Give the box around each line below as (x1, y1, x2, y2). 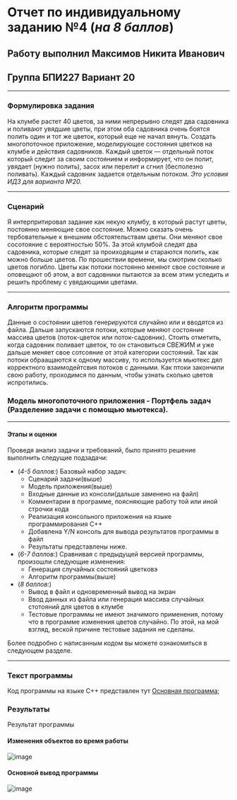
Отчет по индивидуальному (7, 4, 181, 21)
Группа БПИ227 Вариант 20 (7, 72, 135, 84)
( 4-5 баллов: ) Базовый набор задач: (17, 467, 127, 475)
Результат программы (7, 720, 75, 729)
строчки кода (28, 504, 69, 513)
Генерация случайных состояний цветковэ (28, 564, 158, 573)
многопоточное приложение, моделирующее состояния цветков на (7, 139, 213, 148)
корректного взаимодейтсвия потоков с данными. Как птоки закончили (7, 363, 224, 372)
